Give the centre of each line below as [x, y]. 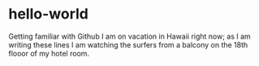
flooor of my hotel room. [49, 53]
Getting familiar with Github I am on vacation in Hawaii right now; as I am [130, 36]
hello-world [49, 14]
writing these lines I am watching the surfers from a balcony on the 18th [128, 44]
